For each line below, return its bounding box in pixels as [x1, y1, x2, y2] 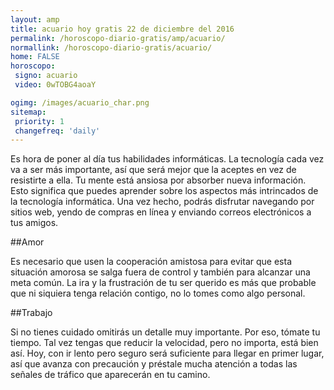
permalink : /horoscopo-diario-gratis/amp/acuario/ [10, 33, 226, 43]
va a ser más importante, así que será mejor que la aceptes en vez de [10, 164, 297, 176]
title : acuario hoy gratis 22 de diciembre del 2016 [10, 24, 235, 34]
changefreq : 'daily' [14, 126, 101, 136]
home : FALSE [10, 52, 60, 62]
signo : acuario [14, 71, 78, 81]
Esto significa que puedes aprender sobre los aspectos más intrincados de [10, 185, 319, 197]
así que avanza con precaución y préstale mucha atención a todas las [10, 358, 298, 370]
